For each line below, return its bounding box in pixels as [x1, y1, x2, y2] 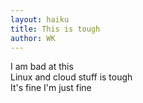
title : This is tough [10, 24, 101, 34]
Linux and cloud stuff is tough [10, 71, 133, 83]
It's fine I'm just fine [10, 82, 92, 94]
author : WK [10, 33, 56, 43]
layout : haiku [10, 14, 70, 25]
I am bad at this [10, 61, 74, 73]
